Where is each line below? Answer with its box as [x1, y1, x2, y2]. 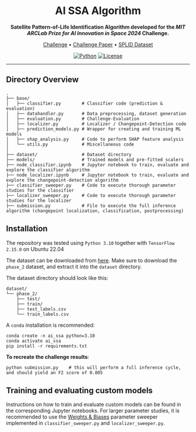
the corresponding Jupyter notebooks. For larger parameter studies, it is [6, 407, 180, 414]
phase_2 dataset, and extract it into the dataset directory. [6, 263, 142, 270]
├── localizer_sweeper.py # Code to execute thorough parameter [6, 192, 176, 198]
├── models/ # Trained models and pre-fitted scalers [6, 157, 184, 163]
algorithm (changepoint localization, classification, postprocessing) [6, 208, 184, 214]
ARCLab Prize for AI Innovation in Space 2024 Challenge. [27, 29, 169, 36]
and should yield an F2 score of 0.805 [6, 369, 103, 375]
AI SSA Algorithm [55, 4, 141, 18]
